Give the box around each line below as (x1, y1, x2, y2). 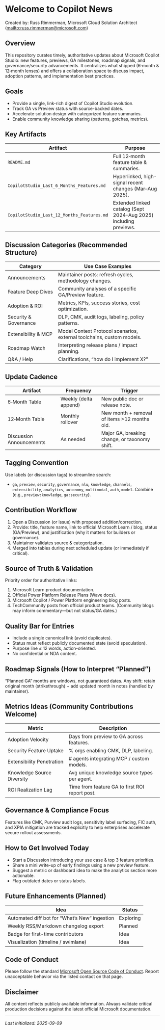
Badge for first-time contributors (7, 931, 83, 938)
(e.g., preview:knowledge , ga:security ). (12, 492, 91, 498)
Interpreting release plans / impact (58, 342, 137, 349)
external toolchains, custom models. (58, 334, 141, 341)
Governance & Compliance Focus (5, 806, 110, 815)
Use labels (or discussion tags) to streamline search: (5, 472, 111, 477)
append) (60, 401, 80, 408)
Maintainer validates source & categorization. (12, 540, 104, 546)
